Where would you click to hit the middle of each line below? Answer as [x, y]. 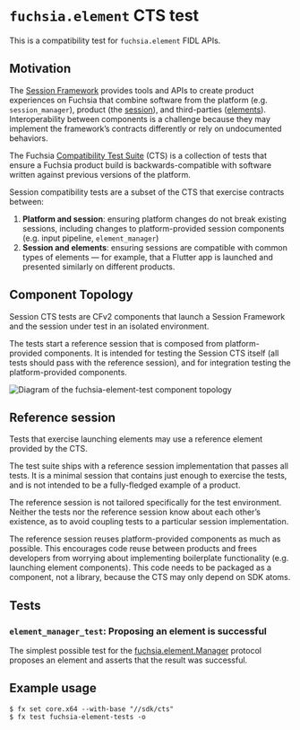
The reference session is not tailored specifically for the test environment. [146, 503]
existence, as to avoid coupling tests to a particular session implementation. [149, 522]
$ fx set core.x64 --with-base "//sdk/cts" [92, 709]
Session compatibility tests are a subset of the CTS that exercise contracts [147, 192]
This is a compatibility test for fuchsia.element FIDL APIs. [115, 40]
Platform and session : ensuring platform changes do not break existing [154, 219]
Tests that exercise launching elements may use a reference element [136, 439]
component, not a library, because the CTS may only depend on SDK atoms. [150, 577]
